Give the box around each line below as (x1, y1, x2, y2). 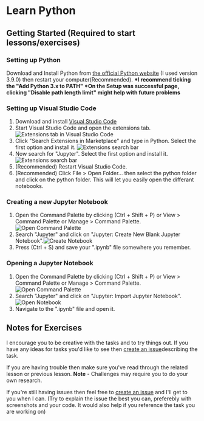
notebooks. (15, 183, 44, 190)
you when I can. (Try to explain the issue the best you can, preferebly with (6, 395, 192, 402)
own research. (6, 377, 42, 384)
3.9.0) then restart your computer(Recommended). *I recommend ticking (6, 75, 191, 83)
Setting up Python (6, 55, 61, 64)
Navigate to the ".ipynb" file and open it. (15, 305, 115, 312)
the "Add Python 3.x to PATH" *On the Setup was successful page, (6, 82, 180, 89)
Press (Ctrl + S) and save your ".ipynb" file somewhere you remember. (15, 244, 191, 251)
